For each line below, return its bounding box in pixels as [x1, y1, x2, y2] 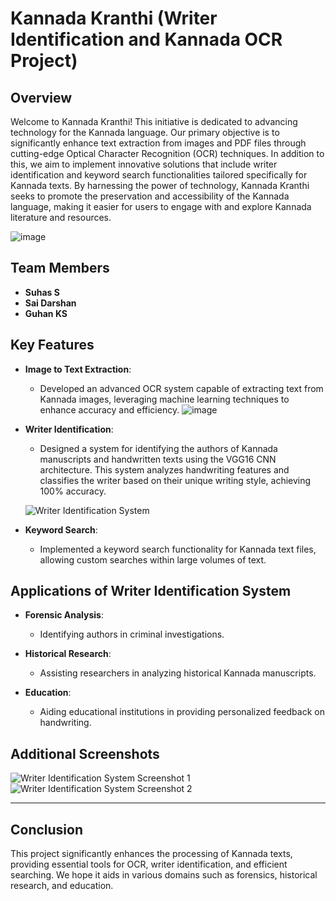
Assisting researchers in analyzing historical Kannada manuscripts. [39, 667, 317, 679]
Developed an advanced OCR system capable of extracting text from [39, 382, 324, 394]
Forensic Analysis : [24, 609, 104, 621]
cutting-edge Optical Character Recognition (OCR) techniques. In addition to [10, 148, 325, 159]
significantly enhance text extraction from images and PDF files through [10, 137, 307, 149]
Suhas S [24, 286, 60, 298]
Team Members [10, 260, 110, 277]
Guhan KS [24, 307, 68, 319]
